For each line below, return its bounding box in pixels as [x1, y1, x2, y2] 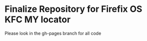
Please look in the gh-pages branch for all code [4, 30, 102, 36]
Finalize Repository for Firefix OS [4, 3, 143, 15]
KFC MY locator [4, 14, 71, 25]
